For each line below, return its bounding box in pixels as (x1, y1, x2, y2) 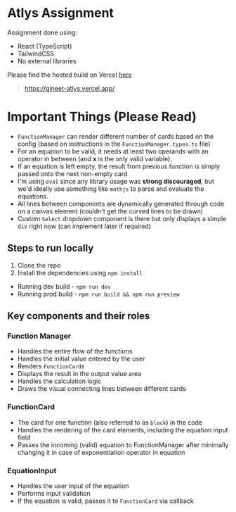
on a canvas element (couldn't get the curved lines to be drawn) (17, 206, 204, 216)
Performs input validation (17, 489, 91, 497)
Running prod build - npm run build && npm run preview (17, 289, 180, 298)
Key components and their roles (7, 310, 150, 322)
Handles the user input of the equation (17, 481, 129, 490)
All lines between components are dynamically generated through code (17, 199, 225, 208)
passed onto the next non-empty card (17, 169, 128, 177)
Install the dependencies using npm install (17, 268, 143, 277)
